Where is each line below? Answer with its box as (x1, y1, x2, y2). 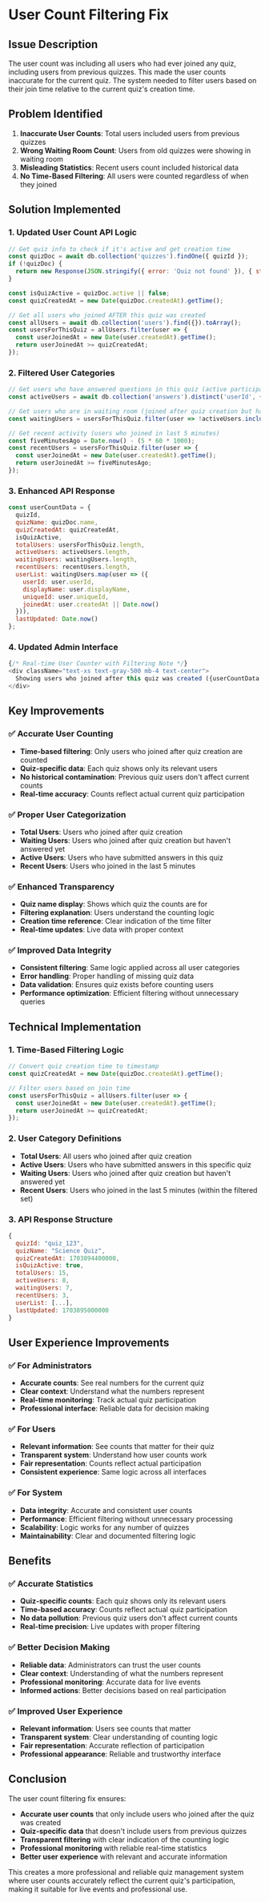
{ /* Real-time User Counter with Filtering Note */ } (8, 660, 188, 668)
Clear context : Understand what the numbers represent (19, 1386, 205, 1396)
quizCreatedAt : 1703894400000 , (15, 1254, 120, 1262)
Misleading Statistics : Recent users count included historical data (19, 163, 239, 172)
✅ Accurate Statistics (8, 1578, 94, 1589)
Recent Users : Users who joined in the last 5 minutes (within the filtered (19, 1185, 258, 1194)
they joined (19, 179, 58, 189)
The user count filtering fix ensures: (8, 1793, 126, 1803)
